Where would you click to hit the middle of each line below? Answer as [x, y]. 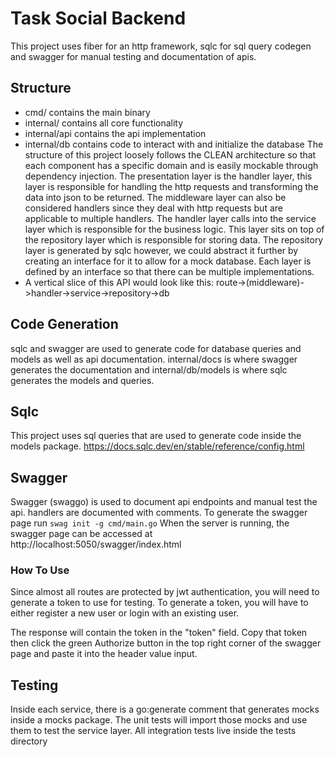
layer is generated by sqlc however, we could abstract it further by [161, 250]
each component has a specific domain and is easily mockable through [171, 165]
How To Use [40, 570]
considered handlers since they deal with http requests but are [153, 208]
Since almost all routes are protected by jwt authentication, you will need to [165, 592]
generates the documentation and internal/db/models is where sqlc [149, 369]
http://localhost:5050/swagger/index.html [96, 544]
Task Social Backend [98, 18]
